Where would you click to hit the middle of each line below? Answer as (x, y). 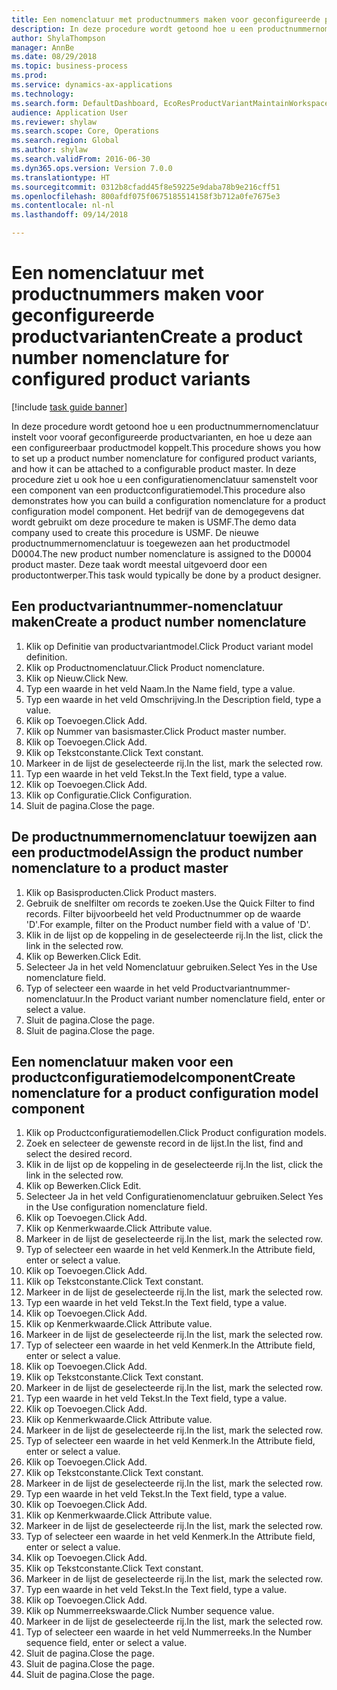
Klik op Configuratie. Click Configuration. (109, 795)
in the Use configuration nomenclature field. (116, 1207)
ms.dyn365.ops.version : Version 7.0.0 (92, 168)
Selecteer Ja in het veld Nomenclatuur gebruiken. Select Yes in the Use (171, 967)
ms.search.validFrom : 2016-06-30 (81, 159)
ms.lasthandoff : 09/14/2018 (70, 215)
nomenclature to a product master (120, 868)
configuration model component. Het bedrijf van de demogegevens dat (158, 511)
